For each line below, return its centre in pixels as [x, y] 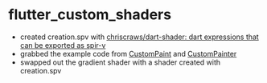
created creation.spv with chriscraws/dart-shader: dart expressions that [139, 37]
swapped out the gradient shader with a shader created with [120, 62]
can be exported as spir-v [63, 45]
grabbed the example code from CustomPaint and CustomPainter [128, 53]
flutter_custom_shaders [90, 15]
